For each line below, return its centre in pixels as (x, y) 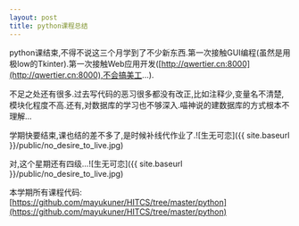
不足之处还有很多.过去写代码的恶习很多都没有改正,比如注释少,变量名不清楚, (147, 94)
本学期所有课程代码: (46, 192)
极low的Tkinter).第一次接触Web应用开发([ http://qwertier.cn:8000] (130, 63)
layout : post (33, 17)
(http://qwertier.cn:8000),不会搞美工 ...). (82, 75)
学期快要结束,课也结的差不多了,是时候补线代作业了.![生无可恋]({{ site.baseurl (149, 135)
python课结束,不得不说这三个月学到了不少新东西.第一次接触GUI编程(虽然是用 (150, 52)
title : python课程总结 (49, 26)
